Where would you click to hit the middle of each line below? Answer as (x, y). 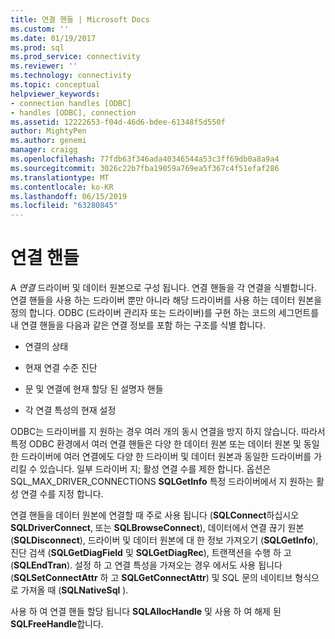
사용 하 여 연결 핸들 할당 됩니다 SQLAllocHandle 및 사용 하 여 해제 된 (146, 612)
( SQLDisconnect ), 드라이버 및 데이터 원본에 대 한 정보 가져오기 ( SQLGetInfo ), (164, 540)
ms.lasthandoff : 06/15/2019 (69, 196)
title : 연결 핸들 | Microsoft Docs (80, 19)
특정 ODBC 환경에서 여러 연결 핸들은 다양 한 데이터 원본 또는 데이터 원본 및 (156, 444)
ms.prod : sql (37, 47)
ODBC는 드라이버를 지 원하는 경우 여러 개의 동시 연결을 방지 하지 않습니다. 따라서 (168, 432)
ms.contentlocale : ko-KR (62, 187)
